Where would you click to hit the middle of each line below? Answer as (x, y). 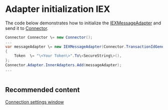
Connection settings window (34, 102)
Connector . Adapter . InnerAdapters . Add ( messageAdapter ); (63, 65)
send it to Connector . (27, 28)
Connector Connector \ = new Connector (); (49, 37)
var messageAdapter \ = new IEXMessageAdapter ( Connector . (66, 47)
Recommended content (42, 90)
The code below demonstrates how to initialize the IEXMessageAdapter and (83, 23)
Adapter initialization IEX (58, 9)
